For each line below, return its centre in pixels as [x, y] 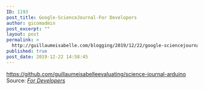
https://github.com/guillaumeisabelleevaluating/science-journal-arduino [96, 74]
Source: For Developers [36, 80]
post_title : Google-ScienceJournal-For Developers [72, 18]
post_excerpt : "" [28, 29]
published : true [27, 51]
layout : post [23, 34]
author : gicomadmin [31, 23]
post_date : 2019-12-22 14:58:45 [47, 57]
